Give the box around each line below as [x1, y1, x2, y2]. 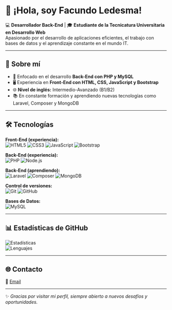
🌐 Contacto [5, 265, 42, 274]
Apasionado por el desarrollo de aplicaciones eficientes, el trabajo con [5, 34, 155, 40]
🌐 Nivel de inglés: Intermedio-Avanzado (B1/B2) [12, 87, 115, 93]
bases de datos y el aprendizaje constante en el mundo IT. [5, 40, 129, 46]
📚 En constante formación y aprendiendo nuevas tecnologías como [12, 92, 156, 99]
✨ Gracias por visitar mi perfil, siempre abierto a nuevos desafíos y [5, 293, 147, 299]
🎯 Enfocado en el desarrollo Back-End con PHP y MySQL [12, 73, 134, 79]
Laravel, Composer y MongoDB [12, 100, 79, 106]
